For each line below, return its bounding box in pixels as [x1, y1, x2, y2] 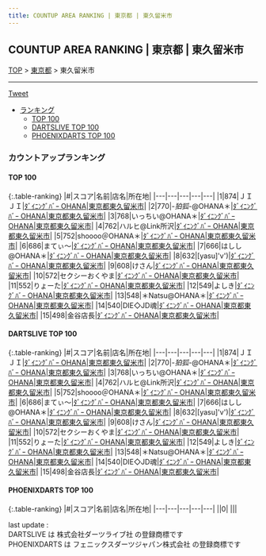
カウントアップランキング [8, 153, 105, 164]
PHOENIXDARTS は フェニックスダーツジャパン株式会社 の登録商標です [8, 539, 241, 549]
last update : [8, 519, 49, 529]
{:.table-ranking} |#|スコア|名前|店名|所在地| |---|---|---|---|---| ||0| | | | [8, 504, 237, 513]
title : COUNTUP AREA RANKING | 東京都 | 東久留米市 [8, 11, 173, 20]
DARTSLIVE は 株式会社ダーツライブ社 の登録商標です [8, 529, 184, 539]
